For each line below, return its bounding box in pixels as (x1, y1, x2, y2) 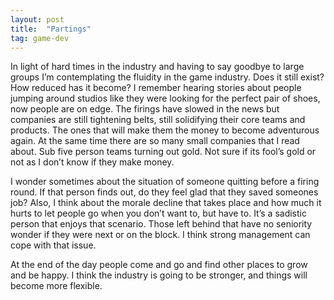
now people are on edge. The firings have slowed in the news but (10, 103, 280, 115)
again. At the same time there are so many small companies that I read (10, 135, 300, 147)
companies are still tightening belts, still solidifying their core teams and (10, 114, 306, 126)
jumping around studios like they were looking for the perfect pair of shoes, (10, 92, 321, 105)
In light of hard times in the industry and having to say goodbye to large (10, 61, 305, 73)
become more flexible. (10, 280, 103, 292)
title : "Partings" (10, 24, 92, 34)
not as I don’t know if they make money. (10, 156, 175, 168)
